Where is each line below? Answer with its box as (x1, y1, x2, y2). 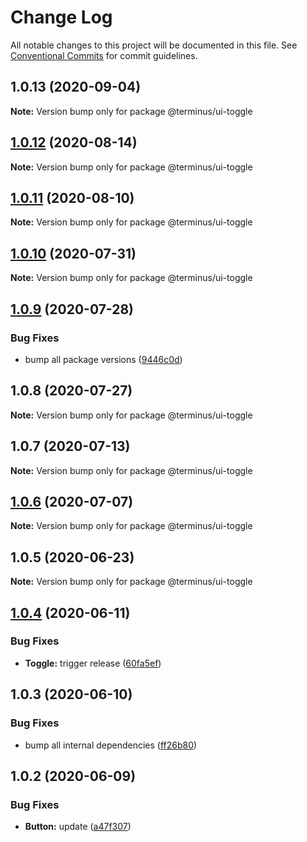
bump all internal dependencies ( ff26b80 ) (24, 739, 198, 751)
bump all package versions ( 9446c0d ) (24, 353, 183, 365)
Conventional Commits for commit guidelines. (10, 49, 198, 61)
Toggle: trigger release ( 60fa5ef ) (24, 657, 162, 669)
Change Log (10, 6, 113, 29)
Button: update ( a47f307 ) (24, 821, 132, 833)
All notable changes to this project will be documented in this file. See (10, 39, 298, 51)
